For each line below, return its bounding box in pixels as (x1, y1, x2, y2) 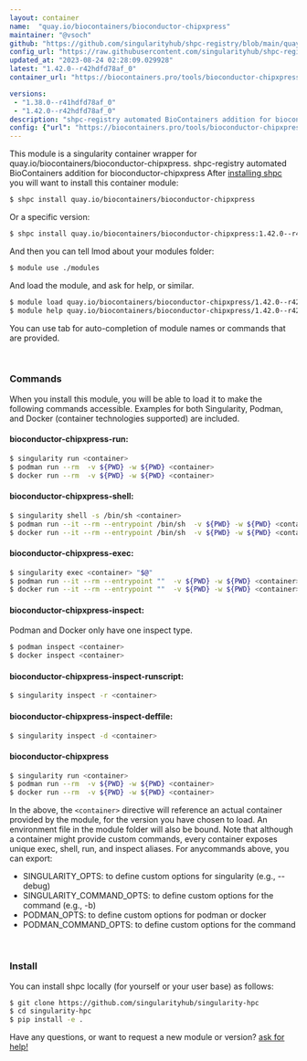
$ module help (9, 306, 64, 315)
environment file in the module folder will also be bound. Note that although (9, 824, 294, 835)
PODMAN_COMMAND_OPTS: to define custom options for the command (22, 919, 296, 930)
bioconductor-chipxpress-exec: (9, 548, 134, 559)
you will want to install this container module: (9, 177, 179, 188)
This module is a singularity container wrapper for (9, 148, 197, 160)
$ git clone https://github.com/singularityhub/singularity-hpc (9, 998, 259, 1007)
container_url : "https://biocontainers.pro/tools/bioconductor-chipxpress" (9, 73, 304, 82)
